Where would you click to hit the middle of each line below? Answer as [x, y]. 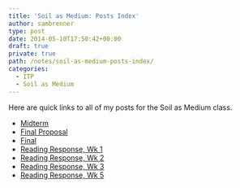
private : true [32, 54]
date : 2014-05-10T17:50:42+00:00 [65, 39]
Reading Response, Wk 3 [62, 166]
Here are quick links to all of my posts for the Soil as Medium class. [120, 107]
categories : [28, 69]
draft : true [28, 46]
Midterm [34, 123]
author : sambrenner [41, 24]
